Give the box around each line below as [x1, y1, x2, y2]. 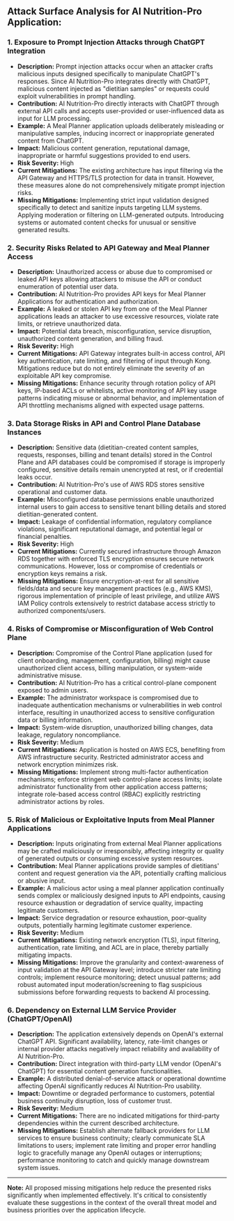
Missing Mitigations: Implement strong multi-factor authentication [17, 767, 209, 776]
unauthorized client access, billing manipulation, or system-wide [17, 663, 203, 672]
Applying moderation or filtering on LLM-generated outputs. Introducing [17, 210, 224, 219]
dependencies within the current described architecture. [17, 1119, 180, 1127]
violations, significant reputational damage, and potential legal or [17, 525, 203, 533]
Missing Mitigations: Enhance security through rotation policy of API [17, 379, 216, 387]
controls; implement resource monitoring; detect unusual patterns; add [17, 973, 221, 981]
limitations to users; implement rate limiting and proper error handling [17, 1141, 217, 1150]
